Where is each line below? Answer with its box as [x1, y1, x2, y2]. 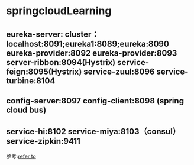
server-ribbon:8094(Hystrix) [6, 57, 116, 67]
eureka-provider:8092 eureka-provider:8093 [6, 48, 177, 58]
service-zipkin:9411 [6, 136, 81, 146]
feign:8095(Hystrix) [6, 66, 82, 76]
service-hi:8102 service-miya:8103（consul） [6, 127, 180, 137]
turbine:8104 [6, 76, 56, 86]
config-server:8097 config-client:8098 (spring [6, 96, 185, 106]
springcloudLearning [6, 4, 112, 18]
